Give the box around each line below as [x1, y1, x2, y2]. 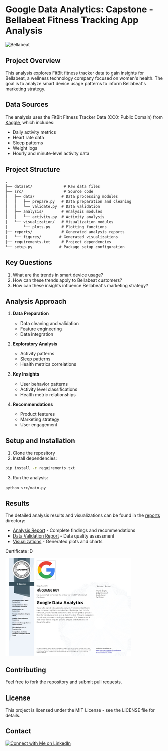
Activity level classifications [20, 386, 78, 392]
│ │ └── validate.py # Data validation [5, 204, 100, 209]
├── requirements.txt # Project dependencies [5, 240, 112, 245]
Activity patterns [20, 351, 55, 356]
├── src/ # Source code [5, 189, 94, 194]
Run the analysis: [12, 474, 48, 480]
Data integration [20, 331, 54, 337]
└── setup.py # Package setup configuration [5, 245, 125, 250]
